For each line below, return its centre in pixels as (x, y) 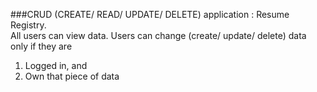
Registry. (28, 25)
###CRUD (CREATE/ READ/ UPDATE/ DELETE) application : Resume (150, 14)
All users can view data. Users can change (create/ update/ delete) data (158, 35)
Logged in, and (56, 65)
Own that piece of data (72, 76)
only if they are (41, 46)
